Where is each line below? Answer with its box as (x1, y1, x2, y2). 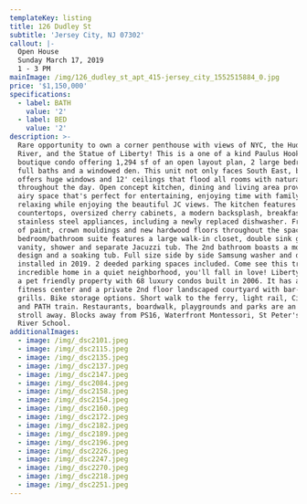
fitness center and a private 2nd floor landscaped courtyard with (17, 285, 281, 294)
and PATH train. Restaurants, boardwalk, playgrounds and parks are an (17, 302, 297, 311)
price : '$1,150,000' (9, 81, 89, 90)
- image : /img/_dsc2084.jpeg (17, 378, 129, 388)
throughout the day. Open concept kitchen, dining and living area (17, 184, 281, 193)
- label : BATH (17, 98, 71, 108)
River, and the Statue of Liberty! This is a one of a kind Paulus (17, 149, 281, 158)
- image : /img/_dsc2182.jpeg (17, 421, 129, 430)
